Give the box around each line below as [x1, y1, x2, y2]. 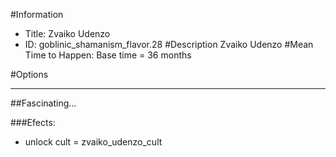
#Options [10, 69, 49, 80]
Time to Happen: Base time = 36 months [24, 49, 192, 61]
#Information [10, 9, 64, 20]
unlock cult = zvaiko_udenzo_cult [24, 136, 163, 148]
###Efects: [10, 117, 56, 128]
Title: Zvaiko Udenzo [24, 28, 111, 39]
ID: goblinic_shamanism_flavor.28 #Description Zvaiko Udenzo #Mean [24, 39, 314, 50]
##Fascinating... [10, 97, 77, 109]
